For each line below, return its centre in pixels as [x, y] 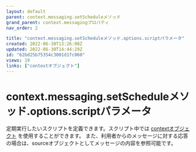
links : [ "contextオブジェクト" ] [43, 66]
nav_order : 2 [22, 28]
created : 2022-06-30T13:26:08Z [44, 44]
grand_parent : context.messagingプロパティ [58, 22]
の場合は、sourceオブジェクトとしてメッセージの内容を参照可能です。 [91, 143]
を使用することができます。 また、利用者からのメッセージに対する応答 [103, 136]
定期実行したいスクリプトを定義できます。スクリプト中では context [87, 129]
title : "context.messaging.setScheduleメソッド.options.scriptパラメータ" [95, 39]
